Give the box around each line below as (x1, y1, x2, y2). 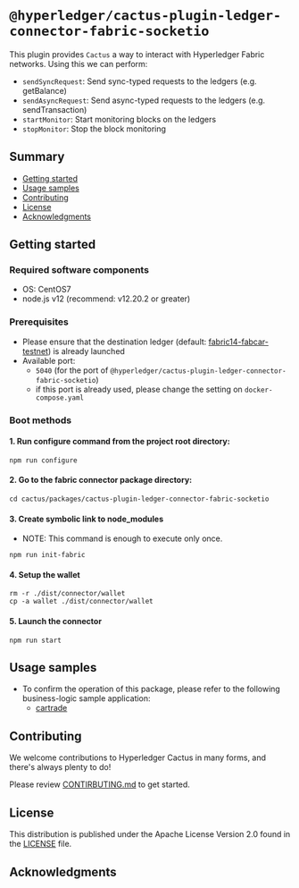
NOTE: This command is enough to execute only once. (21, 533, 223, 544)
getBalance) (21, 85, 67, 96)
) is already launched (47, 345, 125, 356)
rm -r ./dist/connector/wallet (9, 589, 126, 598)
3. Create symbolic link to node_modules (9, 513, 163, 524)
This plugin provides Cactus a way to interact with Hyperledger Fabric (9, 48, 265, 60)
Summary (9, 149, 65, 165)
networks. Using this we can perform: (9, 58, 148, 69)
